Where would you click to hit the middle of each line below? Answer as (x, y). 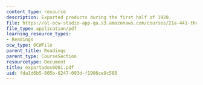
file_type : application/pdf (42, 28)
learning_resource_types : (39, 34)
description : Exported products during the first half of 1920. (89, 17)
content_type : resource (36, 12)
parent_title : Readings (36, 51)
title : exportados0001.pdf (40, 67)
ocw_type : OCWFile (29, 45)
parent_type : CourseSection (42, 56)
